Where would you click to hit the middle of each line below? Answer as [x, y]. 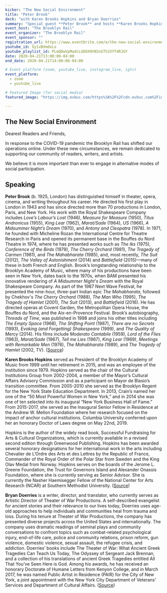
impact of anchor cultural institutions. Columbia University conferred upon [81, 418]
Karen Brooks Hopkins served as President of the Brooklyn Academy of [79, 359]
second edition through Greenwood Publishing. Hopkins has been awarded [82, 443]
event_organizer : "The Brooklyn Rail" [45, 33]
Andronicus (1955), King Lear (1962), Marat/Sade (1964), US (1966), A [77, 223]
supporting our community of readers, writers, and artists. [65, 154]
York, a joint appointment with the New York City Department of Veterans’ [81, 580]
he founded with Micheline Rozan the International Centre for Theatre [76, 234]
